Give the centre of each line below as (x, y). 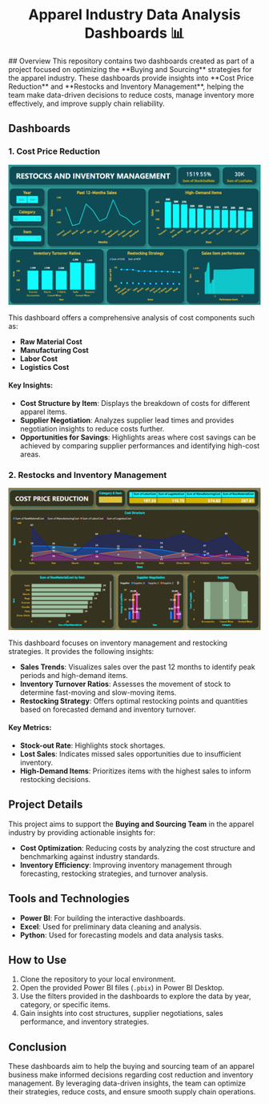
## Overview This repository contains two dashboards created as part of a (131, 61)
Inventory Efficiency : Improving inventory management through (126, 865)
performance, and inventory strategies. (84, 1022)
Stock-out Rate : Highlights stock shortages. (92, 745)
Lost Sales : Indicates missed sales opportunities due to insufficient (130, 753)
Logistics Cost (44, 367)
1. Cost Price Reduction (54, 151)
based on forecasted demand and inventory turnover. (108, 709)
